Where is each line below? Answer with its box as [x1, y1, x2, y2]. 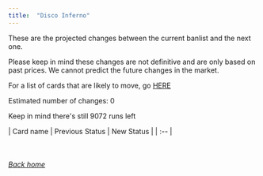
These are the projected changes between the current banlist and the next [8, 33, 251, 43]
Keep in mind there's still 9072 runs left [8, 111, 136, 121]
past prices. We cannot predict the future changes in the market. [8, 65, 219, 75]
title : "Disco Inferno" [8, 11, 90, 20]
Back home [8, 159, 46, 170]
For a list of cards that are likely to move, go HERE [8, 81, 172, 90]
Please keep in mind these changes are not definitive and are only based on [8, 57, 256, 66]
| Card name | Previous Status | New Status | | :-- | [8, 126, 173, 136]
